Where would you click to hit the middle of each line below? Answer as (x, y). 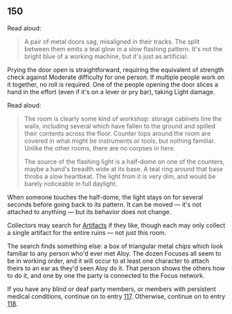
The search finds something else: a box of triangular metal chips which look (115, 246)
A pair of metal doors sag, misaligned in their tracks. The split (112, 42)
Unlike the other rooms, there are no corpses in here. (100, 148)
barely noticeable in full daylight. (71, 184)
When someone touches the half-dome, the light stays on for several (105, 197)
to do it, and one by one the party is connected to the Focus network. (106, 275)
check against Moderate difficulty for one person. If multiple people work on (116, 77)
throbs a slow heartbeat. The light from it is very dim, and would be (120, 176)
